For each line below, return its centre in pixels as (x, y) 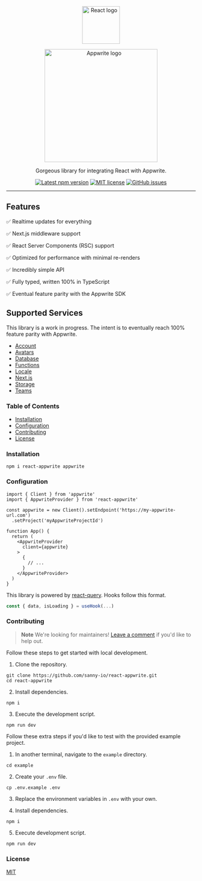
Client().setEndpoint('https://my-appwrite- (119, 510)
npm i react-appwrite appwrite (45, 466)
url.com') (19, 515)
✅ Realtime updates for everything (49, 221)
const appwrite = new (33, 510)
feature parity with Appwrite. (42, 334)
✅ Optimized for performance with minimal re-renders (73, 257)
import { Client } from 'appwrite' (51, 494)
